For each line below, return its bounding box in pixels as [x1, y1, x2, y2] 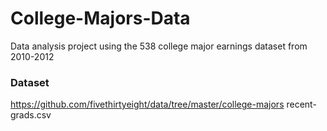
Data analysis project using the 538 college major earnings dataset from [10, 40, 308, 52]
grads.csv [10, 109, 52, 121]
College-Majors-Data [10, 7, 191, 30]
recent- [286, 98, 317, 111]
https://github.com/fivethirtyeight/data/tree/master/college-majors [10, 98, 285, 111]
